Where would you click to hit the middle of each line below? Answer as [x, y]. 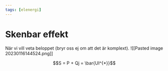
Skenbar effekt [37, 34]
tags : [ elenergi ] [23, 10]
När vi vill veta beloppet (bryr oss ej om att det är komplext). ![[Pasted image [84, 48]
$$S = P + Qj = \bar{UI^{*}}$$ [84, 63]
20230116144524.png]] [29, 53]
